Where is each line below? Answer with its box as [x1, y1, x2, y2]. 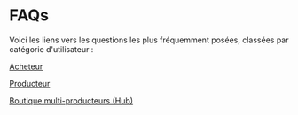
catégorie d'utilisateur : [9, 43, 94, 54]
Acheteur [9, 61, 43, 72]
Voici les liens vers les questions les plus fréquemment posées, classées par [9, 34, 289, 45]
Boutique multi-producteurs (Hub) [9, 95, 134, 106]
